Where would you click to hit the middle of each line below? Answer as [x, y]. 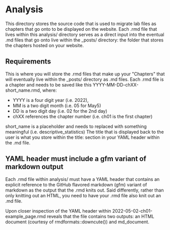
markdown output [34, 167]
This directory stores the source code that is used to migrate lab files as [81, 24]
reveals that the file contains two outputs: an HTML [101, 216]
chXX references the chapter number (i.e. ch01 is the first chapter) [82, 116]
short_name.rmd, [23, 90]
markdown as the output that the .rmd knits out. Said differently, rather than [85, 190]
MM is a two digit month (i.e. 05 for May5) [57, 106]
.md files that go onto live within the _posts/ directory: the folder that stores [84, 40]
